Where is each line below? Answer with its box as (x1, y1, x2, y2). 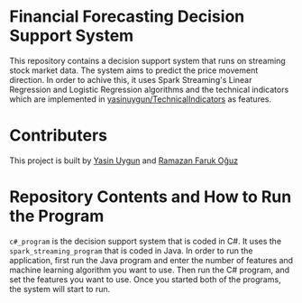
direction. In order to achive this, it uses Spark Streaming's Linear (9, 74, 252, 85)
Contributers (9, 125, 108, 146)
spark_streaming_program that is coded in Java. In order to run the (9, 245, 253, 256)
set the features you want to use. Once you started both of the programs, (9, 273, 281, 285)
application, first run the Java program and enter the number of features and (9, 254, 294, 265)
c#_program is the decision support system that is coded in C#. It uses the (9, 235, 282, 246)
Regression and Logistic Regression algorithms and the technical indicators (9, 84, 289, 95)
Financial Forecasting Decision (9, 6, 245, 27)
